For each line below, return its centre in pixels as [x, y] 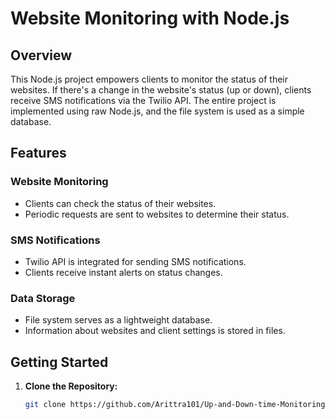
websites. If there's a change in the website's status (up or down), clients [161, 90]
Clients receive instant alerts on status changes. [123, 272]
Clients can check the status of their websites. [120, 203]
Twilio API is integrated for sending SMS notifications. [135, 261]
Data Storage [43, 298]
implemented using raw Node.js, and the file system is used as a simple [157, 111]
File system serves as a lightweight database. [118, 320]
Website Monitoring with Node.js [150, 18]
